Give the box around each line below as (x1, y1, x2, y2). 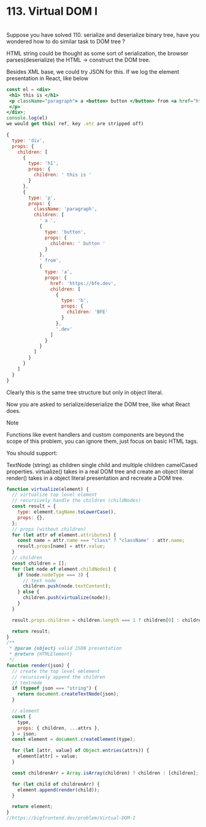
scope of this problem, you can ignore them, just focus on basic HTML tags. (6, 437, 199, 445)
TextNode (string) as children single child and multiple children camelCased (6, 461, 198, 468)
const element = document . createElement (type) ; (12, 736, 136, 743)
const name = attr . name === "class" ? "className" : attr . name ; (17, 538, 185, 544)
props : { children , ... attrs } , (17, 725, 100, 731)
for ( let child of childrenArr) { (12, 781, 100, 787)
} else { (17, 589, 40, 595)
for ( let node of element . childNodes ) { (12, 566, 116, 572)
